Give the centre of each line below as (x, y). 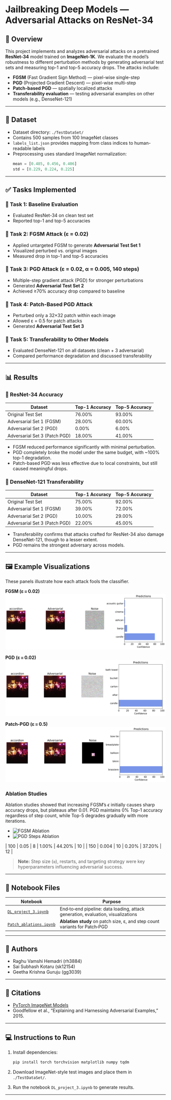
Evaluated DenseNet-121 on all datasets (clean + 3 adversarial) (78, 351)
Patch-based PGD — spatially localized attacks (62, 88)
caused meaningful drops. (40, 469)
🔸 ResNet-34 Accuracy (34, 395)
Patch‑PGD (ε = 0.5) (26, 724)
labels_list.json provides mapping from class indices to (73, 143)
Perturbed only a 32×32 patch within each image (64, 316)
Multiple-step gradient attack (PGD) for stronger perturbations (78, 280)
